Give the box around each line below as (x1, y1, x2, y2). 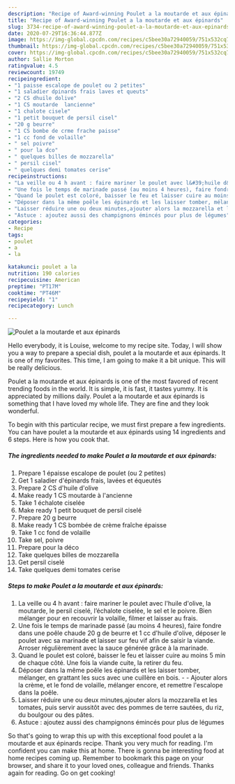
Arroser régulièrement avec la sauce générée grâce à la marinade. (17, 644, 209, 653)
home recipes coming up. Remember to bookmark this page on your (8, 754, 204, 762)
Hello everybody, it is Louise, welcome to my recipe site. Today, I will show (8, 341, 222, 350)
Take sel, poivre (17, 536, 64, 544)
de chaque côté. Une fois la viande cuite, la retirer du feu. (17, 659, 183, 667)
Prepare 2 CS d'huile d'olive (17, 484, 98, 492)
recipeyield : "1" (8, 296, 59, 303)
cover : (8, 50, 27, 57)
